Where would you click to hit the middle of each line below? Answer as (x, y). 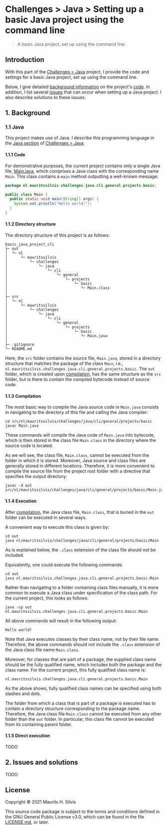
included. (15, 555)
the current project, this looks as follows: (47, 598)
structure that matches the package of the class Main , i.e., (64, 363)
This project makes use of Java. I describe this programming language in (80, 138)
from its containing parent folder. (39, 724)
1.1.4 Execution (21, 501)
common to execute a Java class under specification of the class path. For (81, 593)
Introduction (25, 60)
